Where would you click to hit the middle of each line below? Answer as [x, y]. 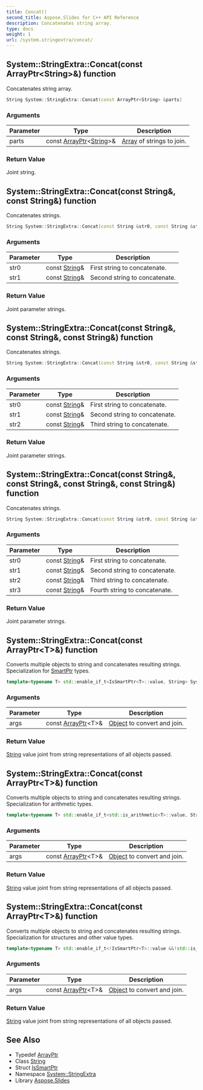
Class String [30, 1061]
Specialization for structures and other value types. [70, 937]
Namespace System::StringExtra [56, 1074]
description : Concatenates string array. [59, 23]
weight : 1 [19, 34]
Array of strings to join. [154, 141]
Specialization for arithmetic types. [50, 804]
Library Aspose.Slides [42, 1080]
